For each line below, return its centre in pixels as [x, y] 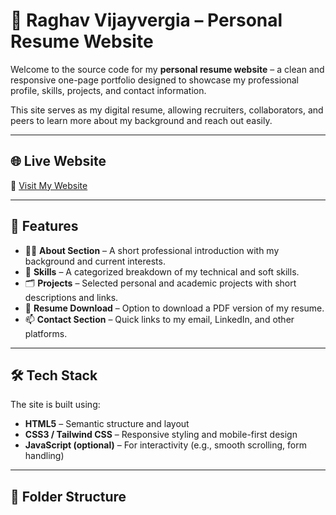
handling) [44, 456]
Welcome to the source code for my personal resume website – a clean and [167, 69]
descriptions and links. [71, 297]
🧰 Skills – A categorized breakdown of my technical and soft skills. [162, 271]
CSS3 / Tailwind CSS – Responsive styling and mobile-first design [161, 435]
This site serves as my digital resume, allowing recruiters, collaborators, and [167, 110]
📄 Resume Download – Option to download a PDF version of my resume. [174, 308]
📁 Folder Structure [68, 496]
